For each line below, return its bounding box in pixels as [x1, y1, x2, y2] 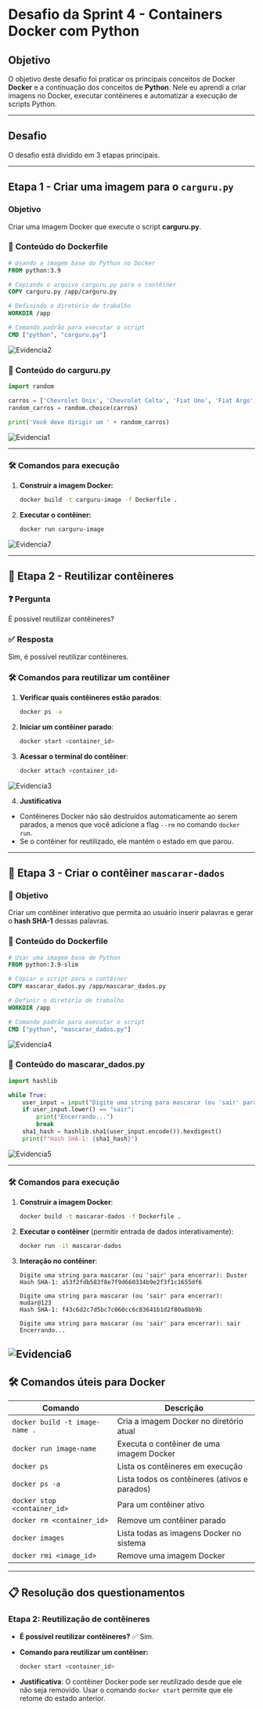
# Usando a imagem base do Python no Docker [8, 259, 156, 267]
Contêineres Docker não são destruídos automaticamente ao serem [19, 811, 238, 821]
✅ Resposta [8, 634, 54, 645]
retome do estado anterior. [19, 1693, 106, 1703]
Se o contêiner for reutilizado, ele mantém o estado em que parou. [19, 836, 234, 846]
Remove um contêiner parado [117, 1515, 226, 1526]
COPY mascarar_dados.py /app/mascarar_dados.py [8, 983, 167, 990]
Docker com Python [8, 22, 139, 40]
